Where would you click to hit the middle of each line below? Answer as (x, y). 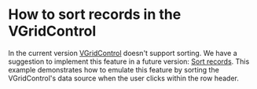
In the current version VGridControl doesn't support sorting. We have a (123, 53)
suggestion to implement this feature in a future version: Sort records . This (129, 61)
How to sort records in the (95, 15)
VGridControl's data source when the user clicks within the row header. (124, 78)
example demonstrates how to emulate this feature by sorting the (114, 69)
